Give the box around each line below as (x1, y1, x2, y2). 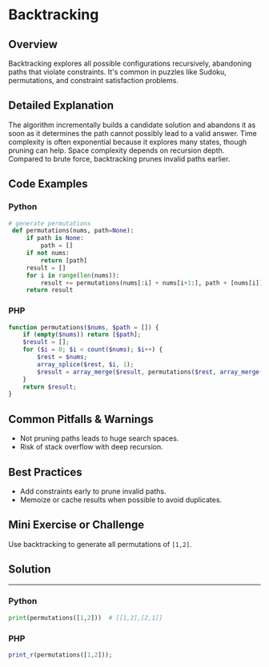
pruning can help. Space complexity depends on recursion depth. (8, 146, 225, 155)
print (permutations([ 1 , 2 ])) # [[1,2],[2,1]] (8, 613, 163, 621)
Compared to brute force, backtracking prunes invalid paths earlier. (8, 154, 231, 163)
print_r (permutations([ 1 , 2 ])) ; (8, 651, 113, 659)
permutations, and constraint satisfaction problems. (8, 76, 179, 85)
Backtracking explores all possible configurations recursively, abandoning (8, 58, 252, 68)
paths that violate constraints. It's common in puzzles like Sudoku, (8, 67, 227, 77)
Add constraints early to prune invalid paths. (19, 486, 167, 496)
